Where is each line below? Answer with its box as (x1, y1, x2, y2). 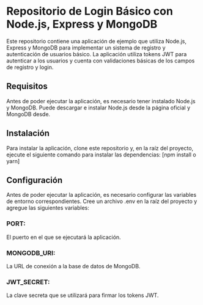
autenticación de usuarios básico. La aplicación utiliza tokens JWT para (6, 50, 187, 57)
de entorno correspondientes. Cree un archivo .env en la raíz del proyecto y (6, 197, 197, 205)
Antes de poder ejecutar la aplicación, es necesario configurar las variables (6, 191, 197, 199)
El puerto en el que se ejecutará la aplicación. (6, 233, 121, 241)
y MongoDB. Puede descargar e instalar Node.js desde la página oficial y (6, 104, 191, 111)
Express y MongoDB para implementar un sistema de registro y (6, 44, 166, 51)
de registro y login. (6, 63, 54, 71)
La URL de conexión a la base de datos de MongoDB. (6, 262, 141, 270)
